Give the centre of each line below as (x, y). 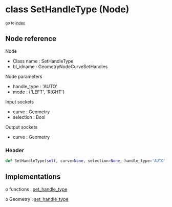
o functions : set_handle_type (36, 189)
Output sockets (21, 127)
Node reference (31, 39)
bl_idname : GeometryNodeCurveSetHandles (60, 66)
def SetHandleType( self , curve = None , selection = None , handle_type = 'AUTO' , (87, 161)
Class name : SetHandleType (43, 61)
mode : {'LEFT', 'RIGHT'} (39, 92)
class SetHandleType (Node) (67, 9)
